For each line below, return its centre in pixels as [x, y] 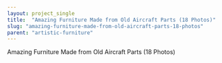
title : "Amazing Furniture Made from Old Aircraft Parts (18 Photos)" [111, 20]
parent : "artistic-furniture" [50, 33]
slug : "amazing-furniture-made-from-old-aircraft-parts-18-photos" [106, 26]
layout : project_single [41, 13]
